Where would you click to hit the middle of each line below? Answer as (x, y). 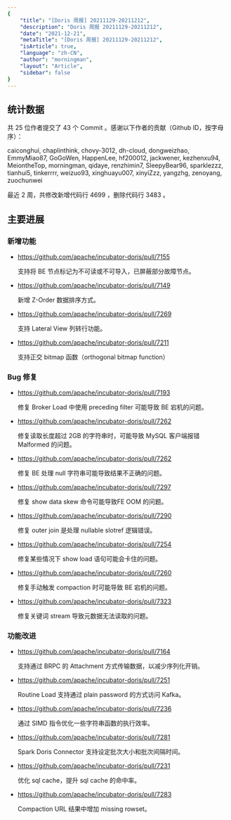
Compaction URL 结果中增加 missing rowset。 (84, 809)
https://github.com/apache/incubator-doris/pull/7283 (94, 795)
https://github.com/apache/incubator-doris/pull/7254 (94, 544)
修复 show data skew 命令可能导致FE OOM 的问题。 (92, 502)
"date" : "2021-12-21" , (53, 33)
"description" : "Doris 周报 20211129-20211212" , (91, 27)
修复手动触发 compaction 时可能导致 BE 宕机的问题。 (94, 587)
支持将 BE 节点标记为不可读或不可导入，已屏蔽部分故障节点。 (106, 271)
